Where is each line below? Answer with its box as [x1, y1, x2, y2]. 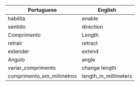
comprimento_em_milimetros [8, 73, 77, 79]
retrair [8, 40, 23, 47]
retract [81, 40, 98, 47]
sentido [8, 23, 26, 30]
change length [81, 64, 117, 71]
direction [81, 23, 103, 30]
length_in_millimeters [81, 73, 132, 79]
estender [8, 48, 30, 55]
